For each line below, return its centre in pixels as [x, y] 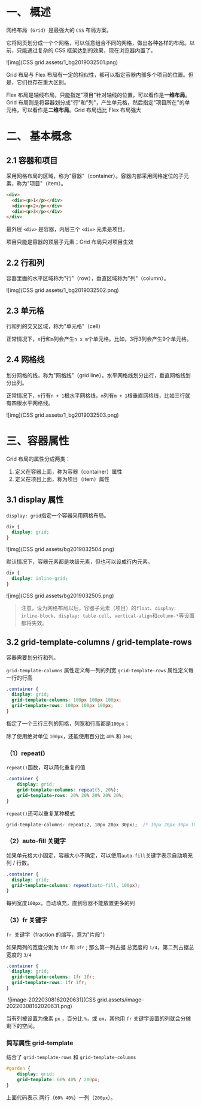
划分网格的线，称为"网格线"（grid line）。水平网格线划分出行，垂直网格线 [96, 375]
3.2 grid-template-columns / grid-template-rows [99, 642]
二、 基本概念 [39, 136]
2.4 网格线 [25, 360]
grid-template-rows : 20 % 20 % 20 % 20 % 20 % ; [71, 795]
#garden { [19, 1069]
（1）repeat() [26, 753]
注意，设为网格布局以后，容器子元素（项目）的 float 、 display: [98, 608]
